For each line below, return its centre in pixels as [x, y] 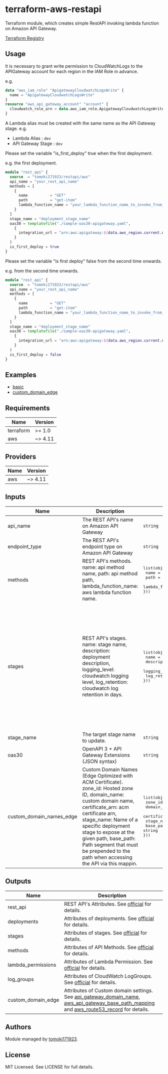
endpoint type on [102, 546]
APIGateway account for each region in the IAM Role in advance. [72, 71]
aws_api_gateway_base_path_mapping [109, 1003]
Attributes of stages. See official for [106, 933]
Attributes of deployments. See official [109, 918]
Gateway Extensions [106, 755]
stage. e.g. [16, 128]
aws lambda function [107, 592]
